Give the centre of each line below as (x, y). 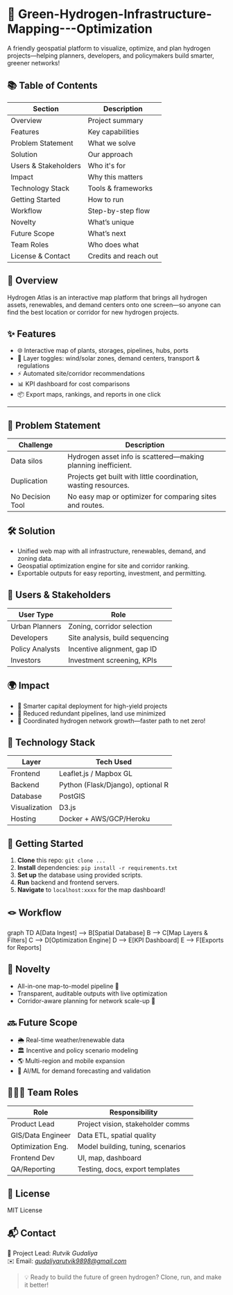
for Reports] (24, 948)
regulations (33, 366)
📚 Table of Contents (53, 86)
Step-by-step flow (119, 211)
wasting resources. (98, 486)
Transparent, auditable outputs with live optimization (92, 993)
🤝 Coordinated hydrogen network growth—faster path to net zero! (111, 720)
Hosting (24, 819)
